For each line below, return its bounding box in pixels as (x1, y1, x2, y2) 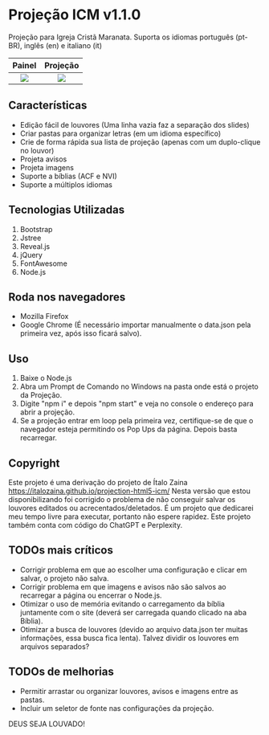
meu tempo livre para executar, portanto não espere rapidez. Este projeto (8, 512, 251, 521)
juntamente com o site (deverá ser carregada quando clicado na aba (19, 607, 247, 617)
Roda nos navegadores (8, 290, 126, 304)
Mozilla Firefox (19, 312, 69, 321)
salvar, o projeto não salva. (19, 573, 110, 583)
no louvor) (19, 145, 55, 155)
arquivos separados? (19, 641, 90, 651)
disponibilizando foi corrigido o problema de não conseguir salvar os (8, 495, 236, 504)
